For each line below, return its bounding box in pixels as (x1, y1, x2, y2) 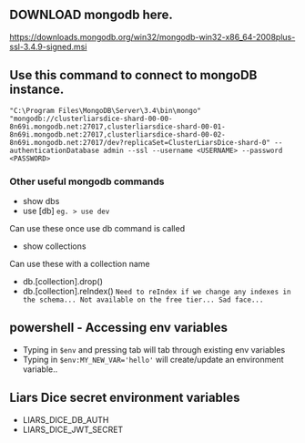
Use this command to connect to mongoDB (9, 67, 258, 83)
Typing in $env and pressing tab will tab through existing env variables (22, 344, 286, 355)
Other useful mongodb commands (9, 175, 165, 188)
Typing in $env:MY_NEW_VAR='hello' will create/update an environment (22, 354, 284, 365)
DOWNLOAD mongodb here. (9, 7, 173, 23)
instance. (9, 82, 65, 98)
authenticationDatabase (9, 146, 100, 155)
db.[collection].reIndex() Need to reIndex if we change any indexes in (22, 285, 291, 296)
